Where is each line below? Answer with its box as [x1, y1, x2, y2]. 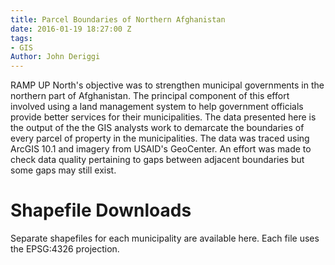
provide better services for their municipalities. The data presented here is [10, 111, 317, 123]
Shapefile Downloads [10, 199, 192, 222]
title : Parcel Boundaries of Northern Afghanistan [10, 14, 226, 25]
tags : [10, 33, 33, 43]
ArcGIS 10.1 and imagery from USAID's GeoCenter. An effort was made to [10, 143, 312, 155]
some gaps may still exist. [10, 164, 117, 176]
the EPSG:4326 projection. [10, 243, 120, 255]
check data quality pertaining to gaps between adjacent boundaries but [10, 154, 305, 166]
